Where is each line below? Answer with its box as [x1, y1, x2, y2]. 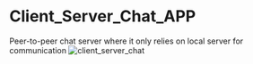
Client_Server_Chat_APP [9, 6, 196, 27]
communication [9, 44, 67, 55]
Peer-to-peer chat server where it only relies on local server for [9, 36, 244, 46]
